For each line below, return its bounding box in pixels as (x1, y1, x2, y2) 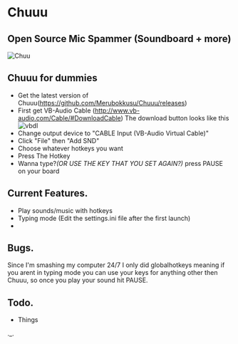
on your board (17, 167, 60, 175)
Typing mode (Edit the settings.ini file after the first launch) (17, 214, 191, 222)
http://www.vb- (95, 106, 140, 115)
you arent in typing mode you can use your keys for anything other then (7, 269, 218, 277)
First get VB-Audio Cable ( (17, 106, 95, 115)
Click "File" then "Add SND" (17, 136, 100, 145)
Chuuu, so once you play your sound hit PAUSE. (7, 276, 148, 285)
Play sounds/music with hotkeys (17, 206, 113, 214)
